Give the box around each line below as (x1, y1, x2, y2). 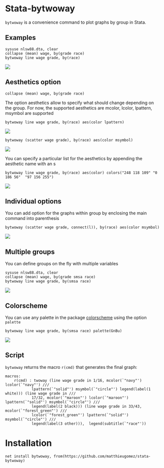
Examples (5, 34, 36, 42)
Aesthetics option (5, 78, 61, 86)
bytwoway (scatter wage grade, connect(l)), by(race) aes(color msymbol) (5, 225, 160, 230)
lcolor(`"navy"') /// (5, 382, 50, 387)
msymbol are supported (5, 110, 54, 116)
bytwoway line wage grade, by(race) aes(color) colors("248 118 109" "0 (5, 170, 158, 175)
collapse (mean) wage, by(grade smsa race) (5, 275, 96, 280)
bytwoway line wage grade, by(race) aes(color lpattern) (5, 119, 125, 125)
